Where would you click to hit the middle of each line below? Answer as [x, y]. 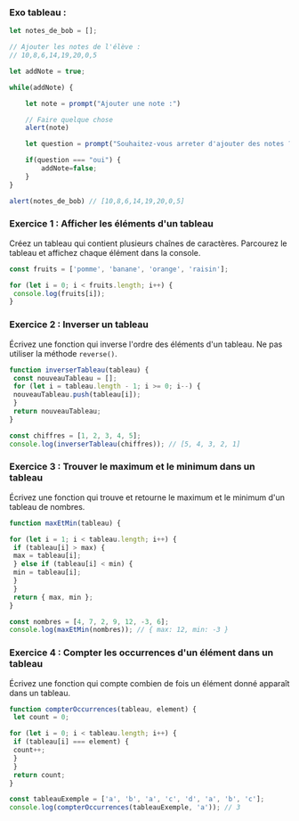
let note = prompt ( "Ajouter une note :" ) [103, 103]
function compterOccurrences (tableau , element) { [103, 709]
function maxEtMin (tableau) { [65, 523]
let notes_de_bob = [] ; [53, 31]
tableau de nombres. [47, 506]
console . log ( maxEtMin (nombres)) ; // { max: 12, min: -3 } [119, 630]
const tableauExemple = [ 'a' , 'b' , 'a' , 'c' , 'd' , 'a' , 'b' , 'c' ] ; [137, 800]
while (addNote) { [41, 87]
